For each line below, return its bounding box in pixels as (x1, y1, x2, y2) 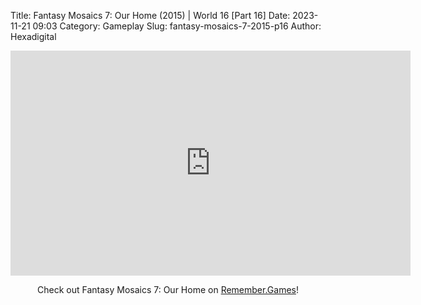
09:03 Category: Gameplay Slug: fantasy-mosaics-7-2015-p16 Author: (32, 20, 322, 32)
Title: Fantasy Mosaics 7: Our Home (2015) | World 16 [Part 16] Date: (10, 10, 291, 21)
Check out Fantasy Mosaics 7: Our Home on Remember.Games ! (37, 284, 299, 295)
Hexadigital (10, 31, 57, 42)
